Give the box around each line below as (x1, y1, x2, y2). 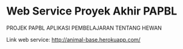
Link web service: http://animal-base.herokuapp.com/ (6, 36, 141, 43)
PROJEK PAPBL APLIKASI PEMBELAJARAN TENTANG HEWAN (6, 24, 162, 31)
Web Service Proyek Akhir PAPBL (6, 4, 178, 18)
